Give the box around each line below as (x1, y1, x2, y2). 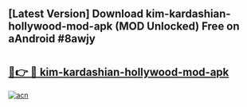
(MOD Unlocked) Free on (115, 20, 241, 34)
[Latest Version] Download (8, 7, 144, 21)
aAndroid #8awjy (8, 32, 96, 46)
